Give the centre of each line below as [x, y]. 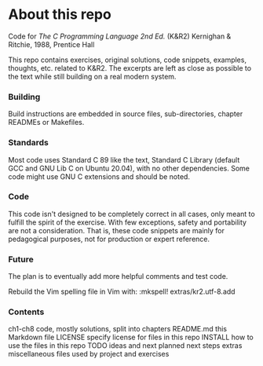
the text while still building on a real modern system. [92, 76]
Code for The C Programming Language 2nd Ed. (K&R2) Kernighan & [120, 36]
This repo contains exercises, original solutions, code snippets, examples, [128, 60]
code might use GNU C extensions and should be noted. [99, 176]
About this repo [60, 15]
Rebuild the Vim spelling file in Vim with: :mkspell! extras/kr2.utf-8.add [122, 291]
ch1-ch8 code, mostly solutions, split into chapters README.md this [118, 329]
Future [21, 259]
